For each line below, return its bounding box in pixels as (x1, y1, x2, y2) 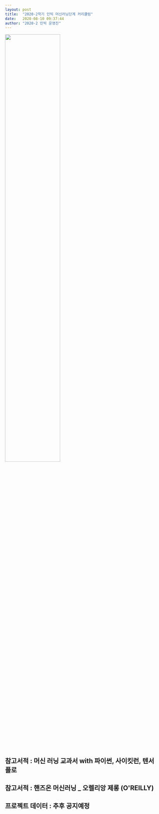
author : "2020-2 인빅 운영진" (5, 20, 61, 26)
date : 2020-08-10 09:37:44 (5, 16, 64, 21)
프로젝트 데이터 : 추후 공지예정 (5, 802, 90, 810)
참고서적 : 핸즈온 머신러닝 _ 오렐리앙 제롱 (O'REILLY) (5, 784, 154, 792)
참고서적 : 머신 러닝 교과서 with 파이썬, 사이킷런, (5, 757, 141, 765)
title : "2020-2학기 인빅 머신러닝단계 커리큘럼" (5, 12, 93, 17)
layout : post (5, 7, 32, 12)
